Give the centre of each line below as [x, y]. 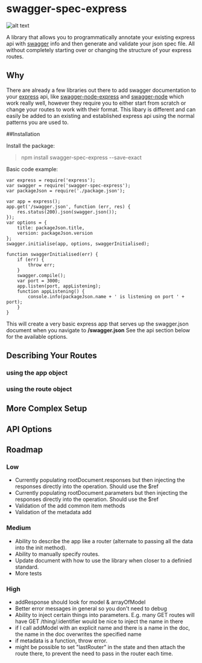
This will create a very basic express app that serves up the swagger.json [97, 324]
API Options [29, 429]
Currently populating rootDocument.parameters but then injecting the [101, 493]
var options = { [27, 223]
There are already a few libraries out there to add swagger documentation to [101, 90]
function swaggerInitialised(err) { [52, 254]
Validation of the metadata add [53, 512]
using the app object [37, 373]
